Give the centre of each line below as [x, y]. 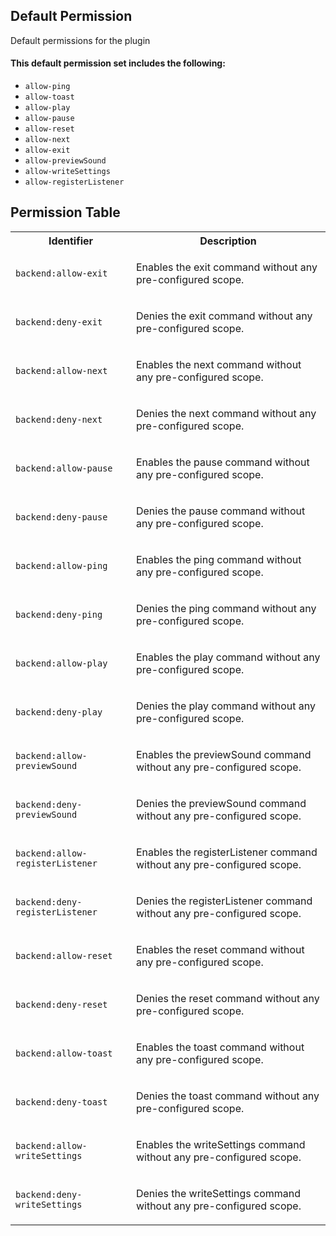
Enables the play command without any [228, 657]
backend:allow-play [61, 663]
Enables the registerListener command [226, 852]
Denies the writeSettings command [218, 1193]
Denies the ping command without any [226, 608]
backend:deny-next [59, 419]
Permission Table [65, 212]
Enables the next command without [218, 364]
